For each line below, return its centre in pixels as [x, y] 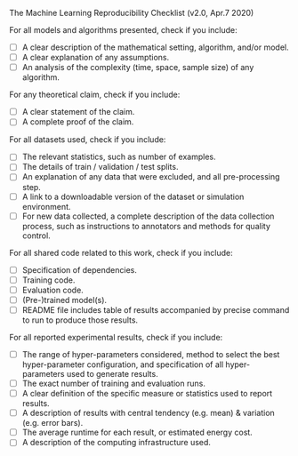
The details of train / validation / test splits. [100, 167]
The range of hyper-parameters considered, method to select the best [151, 354]
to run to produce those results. [80, 320]
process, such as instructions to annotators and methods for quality [146, 226]
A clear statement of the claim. [78, 112]
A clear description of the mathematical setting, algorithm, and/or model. [155, 47]
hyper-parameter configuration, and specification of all [123, 364]
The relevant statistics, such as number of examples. [119, 157]
